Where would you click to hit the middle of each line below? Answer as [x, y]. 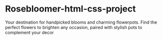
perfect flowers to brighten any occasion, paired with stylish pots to [74, 27]
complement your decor [30, 32]
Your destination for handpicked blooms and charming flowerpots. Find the [81, 22]
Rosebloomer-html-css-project [71, 9]
